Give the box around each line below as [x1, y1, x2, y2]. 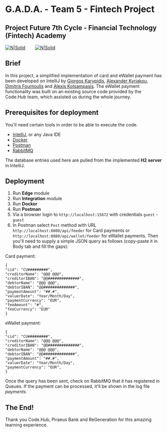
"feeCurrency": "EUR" [5, 307, 51, 312]
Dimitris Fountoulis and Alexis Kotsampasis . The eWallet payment [5, 83, 140, 89]
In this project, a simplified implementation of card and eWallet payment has [5, 72, 162, 78]
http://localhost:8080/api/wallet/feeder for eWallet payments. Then [12, 233, 158, 239]
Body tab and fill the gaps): [12, 243, 69, 249]
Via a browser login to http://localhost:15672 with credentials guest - [12, 212, 158, 218]
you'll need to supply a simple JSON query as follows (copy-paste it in [12, 238, 158, 244]
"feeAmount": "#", [5, 303, 44, 308]
